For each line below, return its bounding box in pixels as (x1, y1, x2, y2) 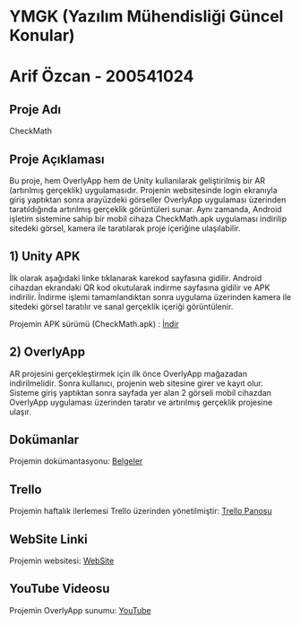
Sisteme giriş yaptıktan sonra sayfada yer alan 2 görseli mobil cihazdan (9, 387, 271, 398)
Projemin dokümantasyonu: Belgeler (9, 456, 143, 467)
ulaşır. (9, 406, 31, 417)
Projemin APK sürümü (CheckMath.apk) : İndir (9, 318, 179, 329)
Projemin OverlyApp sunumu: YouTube (9, 604, 152, 615)
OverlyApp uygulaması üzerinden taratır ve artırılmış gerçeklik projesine (9, 397, 273, 407)
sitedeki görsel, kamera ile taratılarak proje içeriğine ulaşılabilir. (9, 223, 241, 234)
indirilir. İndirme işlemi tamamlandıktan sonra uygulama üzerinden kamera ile (9, 291, 292, 302)
